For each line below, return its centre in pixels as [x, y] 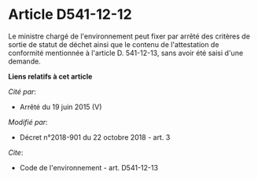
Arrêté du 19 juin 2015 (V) [61, 107]
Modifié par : [28, 122]
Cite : [16, 152]
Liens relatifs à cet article [50, 76]
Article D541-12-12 [70, 15]
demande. [24, 61]
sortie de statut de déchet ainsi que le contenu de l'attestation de [114, 44]
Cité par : [22, 91]
